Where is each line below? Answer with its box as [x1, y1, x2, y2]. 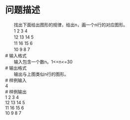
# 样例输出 [5, 88, 27, 94]
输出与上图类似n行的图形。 [13, 71, 69, 77]
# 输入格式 [5, 52, 27, 58]
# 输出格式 [5, 65, 27, 71]
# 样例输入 [5, 77, 27, 83]
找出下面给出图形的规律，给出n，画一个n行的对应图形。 [13, 22, 128, 28]
